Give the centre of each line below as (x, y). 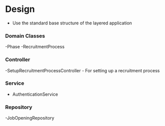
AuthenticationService (35, 94)
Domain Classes (25, 36)
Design (20, 9)
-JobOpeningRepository (30, 118)
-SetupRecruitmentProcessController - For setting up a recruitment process (82, 70)
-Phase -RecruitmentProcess (35, 47)
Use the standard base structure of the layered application (72, 23)
